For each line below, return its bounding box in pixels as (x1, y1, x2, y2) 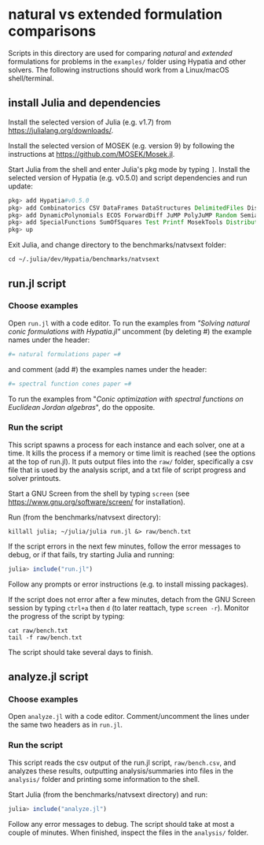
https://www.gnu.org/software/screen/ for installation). (8, 497, 186, 506)
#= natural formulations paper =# (8, 350, 122, 358)
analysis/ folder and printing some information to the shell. (8, 774, 200, 784)
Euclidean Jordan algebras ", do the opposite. (8, 402, 156, 411)
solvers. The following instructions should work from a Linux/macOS (8, 65, 229, 74)
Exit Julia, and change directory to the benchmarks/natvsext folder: (8, 240, 226, 250)
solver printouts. (8, 473, 61, 482)
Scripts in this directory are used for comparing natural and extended (8, 48, 233, 58)
